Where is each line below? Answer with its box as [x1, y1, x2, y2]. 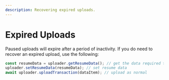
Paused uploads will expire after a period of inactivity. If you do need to [5, 46, 153, 52]
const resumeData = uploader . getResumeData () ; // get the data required [5, 61, 161, 66]
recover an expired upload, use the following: [5, 51, 99, 57]
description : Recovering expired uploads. [5, 7, 96, 13]
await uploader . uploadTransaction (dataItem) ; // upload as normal [5, 70, 147, 75]
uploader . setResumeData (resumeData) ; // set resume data [5, 65, 127, 70]
